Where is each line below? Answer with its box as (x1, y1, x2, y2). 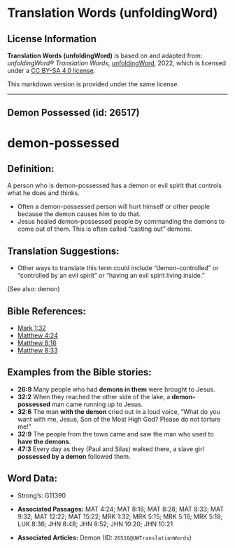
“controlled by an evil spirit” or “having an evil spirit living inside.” (17, 272, 205, 280)
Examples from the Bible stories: (7, 366, 152, 378)
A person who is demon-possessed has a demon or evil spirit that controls (7, 181, 222, 190)
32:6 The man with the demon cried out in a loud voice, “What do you (17, 407, 220, 415)
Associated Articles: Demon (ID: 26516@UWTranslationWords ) (17, 533, 192, 542)
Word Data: (7, 472, 58, 485)
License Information (7, 33, 97, 45)
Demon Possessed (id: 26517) (7, 107, 140, 119)
